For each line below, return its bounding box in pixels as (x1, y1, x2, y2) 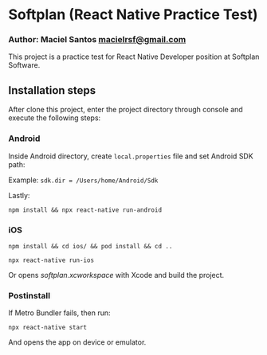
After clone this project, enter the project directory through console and (8, 105, 243, 115)
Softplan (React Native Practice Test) (8, 6, 258, 24)
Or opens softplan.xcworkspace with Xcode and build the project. (8, 270, 225, 279)
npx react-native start (8, 324, 88, 332)
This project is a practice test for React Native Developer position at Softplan (8, 52, 260, 61)
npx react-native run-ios (8, 256, 94, 264)
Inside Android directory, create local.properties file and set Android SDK (8, 151, 253, 161)
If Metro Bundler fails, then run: (8, 308, 111, 318)
